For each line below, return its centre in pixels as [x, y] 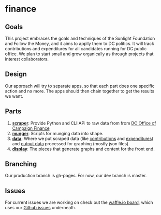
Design [16, 74]
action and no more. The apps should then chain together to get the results [80, 91]
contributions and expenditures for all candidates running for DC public [76, 49]
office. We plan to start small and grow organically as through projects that [79, 54]
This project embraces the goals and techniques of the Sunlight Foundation [80, 38]
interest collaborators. [27, 59]
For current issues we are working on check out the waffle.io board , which [79, 202]
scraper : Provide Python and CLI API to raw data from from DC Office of [84, 123]
